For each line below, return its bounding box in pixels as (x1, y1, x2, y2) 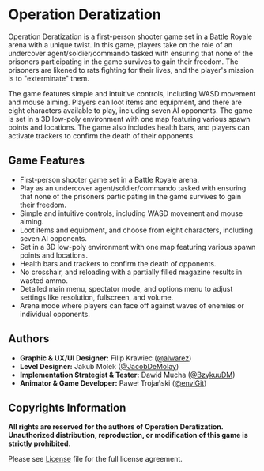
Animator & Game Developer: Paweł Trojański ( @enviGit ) (19, 378, 207, 388)
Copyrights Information (8, 401, 126, 414)
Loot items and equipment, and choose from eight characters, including (19, 225, 254, 235)
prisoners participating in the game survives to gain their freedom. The (8, 57, 239, 66)
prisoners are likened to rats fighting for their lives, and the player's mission (8, 65, 255, 74)
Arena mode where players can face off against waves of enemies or (19, 300, 245, 310)
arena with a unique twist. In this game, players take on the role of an (8, 40, 233, 49)
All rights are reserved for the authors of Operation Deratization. (8, 422, 224, 431)
